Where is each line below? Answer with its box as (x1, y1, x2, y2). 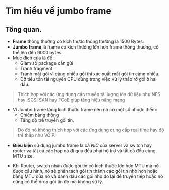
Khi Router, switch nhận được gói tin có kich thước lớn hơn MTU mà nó (12, 163, 159, 169)
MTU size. (12, 153, 34, 159)
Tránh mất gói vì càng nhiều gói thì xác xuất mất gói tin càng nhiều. (20, 71, 160, 77)
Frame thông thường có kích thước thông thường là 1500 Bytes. (12, 38, 144, 44)
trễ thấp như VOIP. (17, 132, 57, 138)
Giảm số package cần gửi (20, 60, 73, 66)
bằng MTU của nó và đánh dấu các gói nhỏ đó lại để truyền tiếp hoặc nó (12, 173, 163, 179)
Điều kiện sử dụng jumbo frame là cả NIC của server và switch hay (12, 142, 152, 148)
